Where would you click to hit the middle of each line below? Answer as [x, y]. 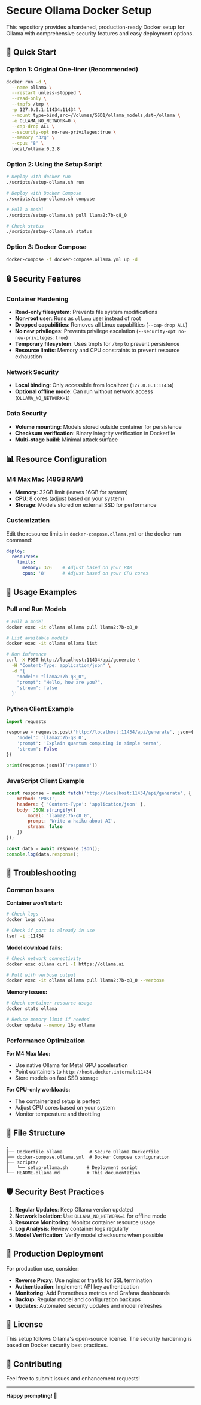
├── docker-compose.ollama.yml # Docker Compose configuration [88, 1157]
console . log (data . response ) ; [42, 854]
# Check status [25, 226]
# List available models [37, 638]
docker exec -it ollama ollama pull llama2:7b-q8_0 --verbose [85, 980]
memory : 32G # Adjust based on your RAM [77, 568]
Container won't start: [34, 903]
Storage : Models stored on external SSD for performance [86, 505]
